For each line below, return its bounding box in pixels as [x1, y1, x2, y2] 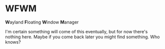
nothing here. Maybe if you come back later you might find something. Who [5, 34, 160, 40]
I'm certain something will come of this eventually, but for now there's [5, 28, 148, 34]
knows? [5, 39, 21, 45]
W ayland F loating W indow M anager [5, 19, 79, 25]
